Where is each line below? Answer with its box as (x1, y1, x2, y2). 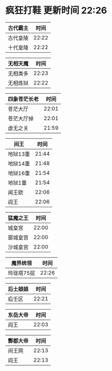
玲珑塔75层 (8, 269, 35, 276)
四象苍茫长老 (8, 95, 39, 102)
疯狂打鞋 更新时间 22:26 (5, 5, 107, 16)
